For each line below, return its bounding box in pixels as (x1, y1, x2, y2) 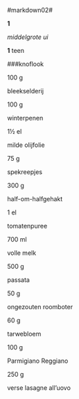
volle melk (7, 249, 37, 257)
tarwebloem (7, 330, 42, 338)
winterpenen (7, 114, 44, 122)
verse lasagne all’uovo (7, 384, 71, 392)
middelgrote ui (7, 33, 49, 41)
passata (7, 276, 30, 284)
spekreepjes (7, 168, 43, 176)
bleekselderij (7, 87, 44, 95)
